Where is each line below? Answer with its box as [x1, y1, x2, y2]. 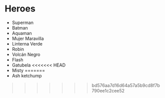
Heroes [4, 3, 35, 14]
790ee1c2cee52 [91, 87, 125, 93]
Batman [11, 24, 28, 30]
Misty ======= [11, 67, 45, 73]
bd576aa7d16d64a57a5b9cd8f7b [91, 82, 160, 88]
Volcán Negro [11, 51, 40, 57]
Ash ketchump [11, 72, 42, 78]
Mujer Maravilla [11, 35, 44, 41]
